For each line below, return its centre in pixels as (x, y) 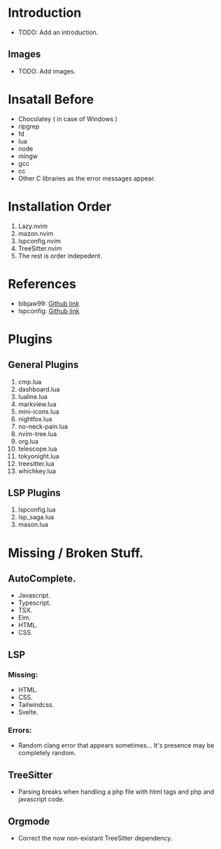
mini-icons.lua (38, 412)
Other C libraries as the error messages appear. (87, 178)
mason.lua (33, 525)
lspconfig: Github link (49, 311)
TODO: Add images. (47, 71)
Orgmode (29, 821)
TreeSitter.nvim (40, 248)
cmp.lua (30, 381)
